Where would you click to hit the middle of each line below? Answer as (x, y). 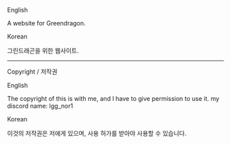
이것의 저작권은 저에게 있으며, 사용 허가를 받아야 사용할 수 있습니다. (97, 133)
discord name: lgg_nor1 (40, 106)
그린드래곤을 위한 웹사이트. (43, 50)
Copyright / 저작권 (32, 72)
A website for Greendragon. (46, 23)
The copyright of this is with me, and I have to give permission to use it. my (113, 98)
